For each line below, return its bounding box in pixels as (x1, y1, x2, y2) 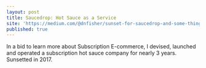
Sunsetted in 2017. (6, 56, 53, 63)
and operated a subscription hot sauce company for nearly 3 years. (6, 50, 177, 57)
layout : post (6, 9, 40, 15)
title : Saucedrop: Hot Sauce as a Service (6, 15, 116, 21)
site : (6, 20, 20, 26)
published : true (6, 26, 48, 32)
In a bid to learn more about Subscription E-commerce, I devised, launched (6, 43, 196, 50)
